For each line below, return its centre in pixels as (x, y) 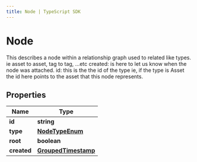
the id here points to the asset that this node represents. (75, 76)
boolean (49, 141)
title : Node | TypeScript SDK (44, 12)
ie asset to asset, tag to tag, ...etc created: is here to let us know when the (96, 63)
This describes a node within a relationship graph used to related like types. (99, 58)
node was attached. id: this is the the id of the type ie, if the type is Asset (96, 70)
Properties (26, 95)
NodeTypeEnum (60, 131)
